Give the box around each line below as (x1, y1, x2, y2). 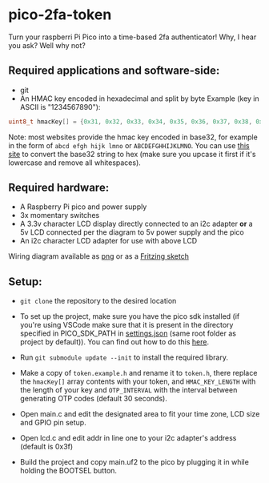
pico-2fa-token (8, 6, 112, 24)
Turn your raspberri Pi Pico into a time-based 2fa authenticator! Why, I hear (8, 32, 257, 42)
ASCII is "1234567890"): (19, 102, 101, 111)
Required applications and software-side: (8, 64, 220, 78)
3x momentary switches (19, 211, 100, 220)
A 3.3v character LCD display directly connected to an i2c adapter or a (19, 219, 254, 229)
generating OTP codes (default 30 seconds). (19, 394, 168, 404)
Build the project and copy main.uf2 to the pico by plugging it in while (19, 457, 250, 467)
